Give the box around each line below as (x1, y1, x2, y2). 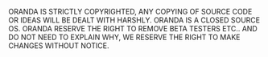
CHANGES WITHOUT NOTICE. (8, 41, 110, 51)
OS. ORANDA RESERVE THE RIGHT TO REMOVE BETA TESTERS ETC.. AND (8, 24, 258, 33)
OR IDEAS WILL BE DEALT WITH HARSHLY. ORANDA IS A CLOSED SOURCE (8, 15, 260, 25)
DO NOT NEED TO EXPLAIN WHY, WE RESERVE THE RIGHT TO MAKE (8, 32, 241, 42)
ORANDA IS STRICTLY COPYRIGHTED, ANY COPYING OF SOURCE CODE (8, 7, 253, 16)
